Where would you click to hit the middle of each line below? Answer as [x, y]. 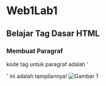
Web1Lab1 [32, 11]
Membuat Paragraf [35, 51]
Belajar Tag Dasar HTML [53, 33]
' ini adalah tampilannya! [37, 76]
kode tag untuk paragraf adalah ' [47, 64]
